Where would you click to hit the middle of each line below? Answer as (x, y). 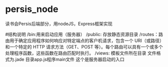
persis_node (32, 9)
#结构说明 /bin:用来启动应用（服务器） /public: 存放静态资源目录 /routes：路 (84, 34)
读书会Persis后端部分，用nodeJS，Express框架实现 (59, 23)
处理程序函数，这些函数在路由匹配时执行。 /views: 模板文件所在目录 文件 (81, 53)
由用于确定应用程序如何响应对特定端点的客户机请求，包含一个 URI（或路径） (85, 40)
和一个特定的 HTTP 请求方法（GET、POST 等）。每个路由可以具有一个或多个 (84, 46)
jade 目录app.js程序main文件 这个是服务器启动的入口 (70, 59)
